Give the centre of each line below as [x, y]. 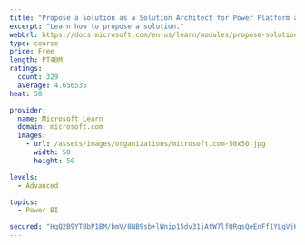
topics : [24, 202]
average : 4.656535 [53, 85]
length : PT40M [36, 60]
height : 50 [54, 161]
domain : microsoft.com [60, 127]
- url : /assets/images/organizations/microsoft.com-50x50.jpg [146, 144]
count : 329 [38, 77]
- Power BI [38, 211]
